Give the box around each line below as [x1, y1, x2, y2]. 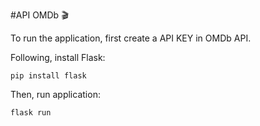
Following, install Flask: [10, 52, 106, 63]
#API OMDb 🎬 [10, 9, 69, 21]
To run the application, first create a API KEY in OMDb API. [10, 32, 252, 44]
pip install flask [10, 71, 87, 81]
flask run [10, 108, 52, 118]
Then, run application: [10, 89, 101, 100]
